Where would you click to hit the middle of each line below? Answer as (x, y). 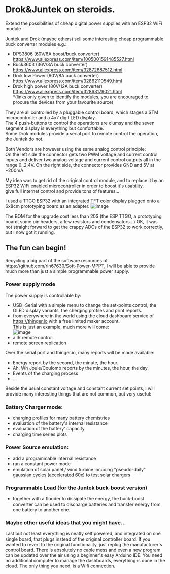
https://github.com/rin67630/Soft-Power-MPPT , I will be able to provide (80, 266)
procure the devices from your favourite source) (63, 102)
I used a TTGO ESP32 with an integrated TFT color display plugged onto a (82, 201)
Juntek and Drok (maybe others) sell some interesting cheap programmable (84, 39)
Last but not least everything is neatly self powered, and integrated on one (83, 534)
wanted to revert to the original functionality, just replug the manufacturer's (84, 545)
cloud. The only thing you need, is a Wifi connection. (60, 566)
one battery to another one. (41, 509)
